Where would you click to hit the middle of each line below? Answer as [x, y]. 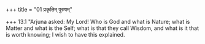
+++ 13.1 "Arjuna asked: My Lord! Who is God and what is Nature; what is [98, 22]
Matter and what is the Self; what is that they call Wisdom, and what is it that [102, 28]
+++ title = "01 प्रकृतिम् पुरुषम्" [39, 9]
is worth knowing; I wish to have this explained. [65, 35]
